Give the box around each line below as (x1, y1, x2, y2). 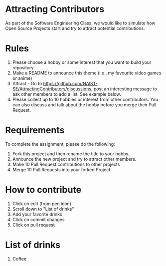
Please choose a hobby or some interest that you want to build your (12, 59, 152, 65)
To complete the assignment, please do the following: (5, 141, 115, 147)
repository (12, 64, 34, 70)
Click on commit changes (12, 216, 65, 223)
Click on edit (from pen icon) (12, 201, 71, 207)
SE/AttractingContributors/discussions (12, 86, 91, 92)
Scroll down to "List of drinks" (12, 206, 74, 212)
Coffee (12, 256, 27, 262)
